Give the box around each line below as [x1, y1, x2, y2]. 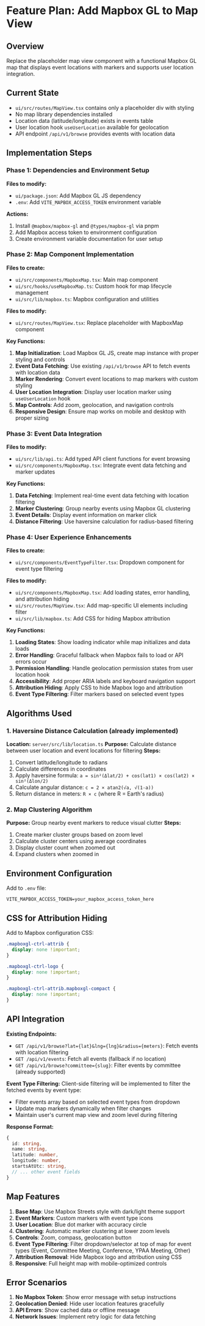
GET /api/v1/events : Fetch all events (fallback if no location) [15, 1055, 167, 1062]
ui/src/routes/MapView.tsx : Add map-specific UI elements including [15, 602, 188, 609]
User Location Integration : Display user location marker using [15, 388, 172, 395]
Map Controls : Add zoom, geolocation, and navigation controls [15, 401, 174, 408]
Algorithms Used [6, 708, 72, 719]
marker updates [15, 468, 56, 475]
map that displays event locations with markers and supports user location [6, 64, 194, 71]
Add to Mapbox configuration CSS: [6, 929, 94, 936]
